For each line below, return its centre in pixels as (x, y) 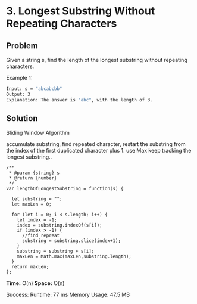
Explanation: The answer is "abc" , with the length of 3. (79, 100)
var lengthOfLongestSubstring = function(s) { (65, 189)
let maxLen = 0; (32, 204)
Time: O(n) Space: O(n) (35, 283)
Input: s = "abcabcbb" (34, 89)
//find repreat (41, 236)
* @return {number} (33, 178)
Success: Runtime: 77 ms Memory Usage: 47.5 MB (68, 295)
